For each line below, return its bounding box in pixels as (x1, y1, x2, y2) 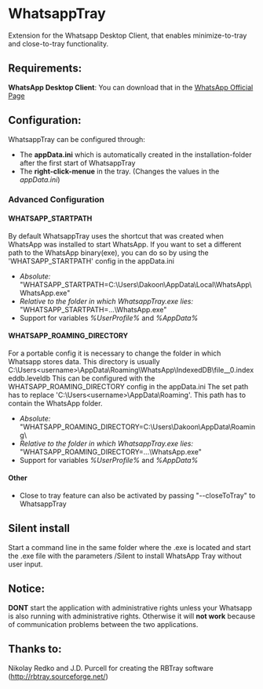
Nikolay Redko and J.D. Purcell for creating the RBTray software (8, 663, 214, 673)
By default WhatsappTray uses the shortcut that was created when (8, 231, 224, 240)
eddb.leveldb (8, 374, 51, 383)
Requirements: (8, 62, 82, 75)
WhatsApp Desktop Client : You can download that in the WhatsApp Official (8, 82, 254, 92)
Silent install (8, 522, 71, 535)
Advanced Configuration (8, 194, 104, 205)
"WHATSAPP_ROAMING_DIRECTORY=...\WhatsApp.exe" (19, 447, 203, 456)
